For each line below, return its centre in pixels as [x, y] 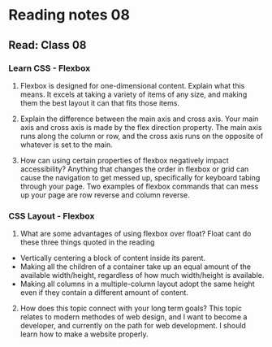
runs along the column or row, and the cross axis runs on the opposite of [142, 136]
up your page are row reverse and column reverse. [105, 195]
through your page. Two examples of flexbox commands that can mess [139, 186]
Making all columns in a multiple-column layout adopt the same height [137, 284]
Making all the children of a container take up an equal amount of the [136, 267]
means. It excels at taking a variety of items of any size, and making [134, 94]
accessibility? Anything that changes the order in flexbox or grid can [134, 169]
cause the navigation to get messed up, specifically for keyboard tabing [140, 177]
